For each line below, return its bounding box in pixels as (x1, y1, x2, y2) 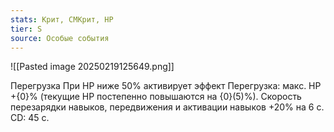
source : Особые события (10, 33, 110, 43)
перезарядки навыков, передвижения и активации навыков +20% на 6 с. (10, 101, 325, 113)
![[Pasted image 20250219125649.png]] (10, 61, 175, 73)
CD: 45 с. (10, 112, 50, 124)
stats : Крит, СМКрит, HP (10, 14, 114, 25)
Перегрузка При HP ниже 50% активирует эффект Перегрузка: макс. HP (10, 80, 322, 92)
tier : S (10, 24, 43, 34)
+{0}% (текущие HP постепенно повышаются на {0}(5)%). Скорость (10, 91, 302, 103)
